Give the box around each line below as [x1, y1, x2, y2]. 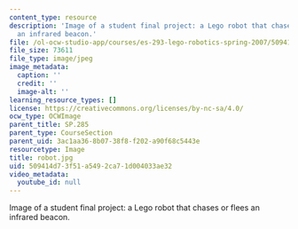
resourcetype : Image [9, 145, 86, 154]
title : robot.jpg [9, 153, 74, 162]
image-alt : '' [17, 87, 69, 96]
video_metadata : [9, 170, 69, 178]
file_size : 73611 [9, 46, 74, 55]
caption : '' [17, 71, 62, 80]
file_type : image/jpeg [9, 54, 93, 63]
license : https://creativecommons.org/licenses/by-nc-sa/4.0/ [9, 104, 244, 113]
